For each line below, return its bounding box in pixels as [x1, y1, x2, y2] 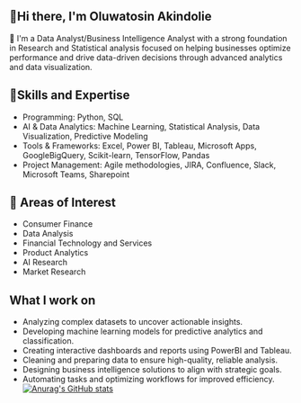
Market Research [22, 266, 86, 277]
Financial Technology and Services [22, 237, 153, 248]
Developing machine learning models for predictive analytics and [22, 326, 263, 337]
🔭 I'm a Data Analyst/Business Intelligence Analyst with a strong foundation [9, 32, 288, 43]
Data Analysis [22, 228, 74, 239]
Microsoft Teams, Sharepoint [22, 168, 130, 180]
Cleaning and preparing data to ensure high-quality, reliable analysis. [22, 354, 279, 365]
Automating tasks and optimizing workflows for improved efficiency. [22, 374, 276, 385]
